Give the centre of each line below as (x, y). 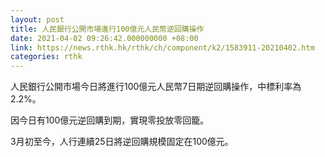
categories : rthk (46, 57)
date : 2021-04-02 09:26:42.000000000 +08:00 (104, 38)
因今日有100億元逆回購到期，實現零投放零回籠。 (110, 120)
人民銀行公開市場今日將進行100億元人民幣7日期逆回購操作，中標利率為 (156, 87)
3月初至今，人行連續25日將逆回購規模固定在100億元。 (122, 142)
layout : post (37, 19)
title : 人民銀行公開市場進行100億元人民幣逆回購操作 (107, 29)
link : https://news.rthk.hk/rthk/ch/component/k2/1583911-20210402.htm (162, 47)
